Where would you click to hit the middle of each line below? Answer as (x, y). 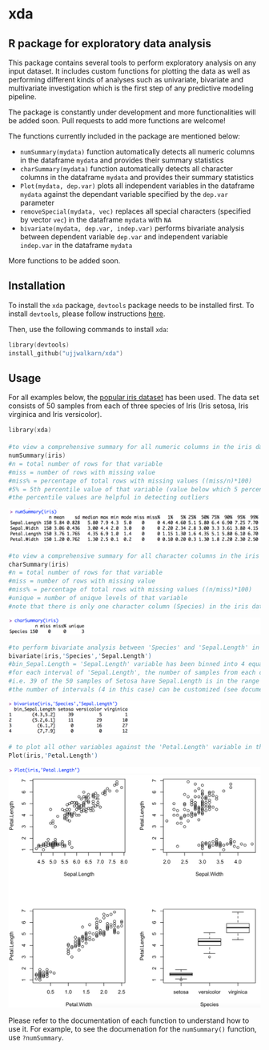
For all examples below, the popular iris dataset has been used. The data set (134, 398)
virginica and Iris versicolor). (55, 415)
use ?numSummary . (36, 1037)
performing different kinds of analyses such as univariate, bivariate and (126, 80)
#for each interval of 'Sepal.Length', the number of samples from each (132, 673)
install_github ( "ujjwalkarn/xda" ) (66, 353)
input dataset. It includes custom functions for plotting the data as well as (129, 71)
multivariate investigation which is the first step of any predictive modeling (131, 88)
